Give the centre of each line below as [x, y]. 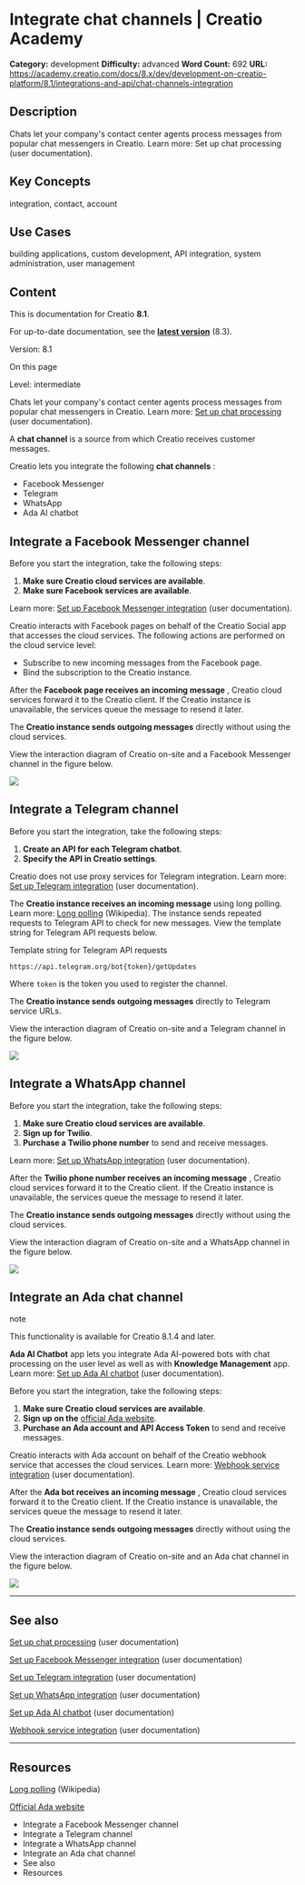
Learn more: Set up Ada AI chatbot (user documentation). [117, 1373]
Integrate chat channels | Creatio [136, 20]
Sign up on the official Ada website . [89, 1419]
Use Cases [40, 232]
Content [33, 292]
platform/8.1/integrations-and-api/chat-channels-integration [121, 83]
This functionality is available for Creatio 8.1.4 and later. [113, 1337]
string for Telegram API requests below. [83, 933]
